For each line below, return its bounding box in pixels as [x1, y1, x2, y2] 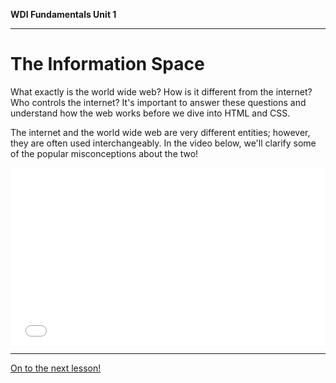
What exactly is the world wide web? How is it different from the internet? [10, 85, 313, 98]
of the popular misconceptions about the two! [10, 147, 199, 159]
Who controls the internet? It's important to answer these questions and [10, 96, 307, 108]
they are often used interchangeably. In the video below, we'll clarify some [10, 137, 317, 149]
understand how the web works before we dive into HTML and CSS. [10, 107, 291, 119]
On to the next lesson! [10, 362, 102, 374]
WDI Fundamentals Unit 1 [10, 9, 117, 20]
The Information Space [10, 53, 205, 76]
